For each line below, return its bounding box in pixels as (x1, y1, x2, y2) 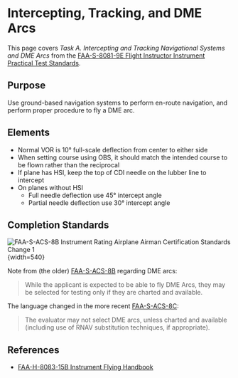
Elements (7, 127, 50, 139)
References (7, 344, 60, 356)
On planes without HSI (17, 183, 84, 191)
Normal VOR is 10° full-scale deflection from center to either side (17, 145, 208, 154)
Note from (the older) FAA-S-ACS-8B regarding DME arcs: (7, 267, 178, 275)
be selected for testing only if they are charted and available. (24, 288, 203, 297)
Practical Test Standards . (7, 58, 81, 67)
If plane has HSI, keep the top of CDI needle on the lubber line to (17, 168, 207, 177)
